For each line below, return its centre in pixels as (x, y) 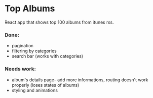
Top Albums (30, 9)
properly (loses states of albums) (45, 85)
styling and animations (35, 90)
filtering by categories (34, 51)
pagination (23, 46)
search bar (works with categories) (47, 56)
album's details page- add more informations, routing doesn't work (80, 80)
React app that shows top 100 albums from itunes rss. (59, 22)
